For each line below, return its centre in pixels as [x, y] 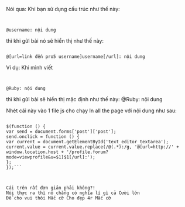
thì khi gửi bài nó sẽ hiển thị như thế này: [55, 41]
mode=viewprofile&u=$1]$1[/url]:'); [51, 157]
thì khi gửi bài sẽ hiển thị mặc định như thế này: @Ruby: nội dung [84, 99]
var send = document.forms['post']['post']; [61, 132]
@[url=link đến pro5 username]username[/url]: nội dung [76, 57]
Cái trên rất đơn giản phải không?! [51, 188]
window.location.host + [35, 152]
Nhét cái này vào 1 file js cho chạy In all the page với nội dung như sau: [91, 111]
